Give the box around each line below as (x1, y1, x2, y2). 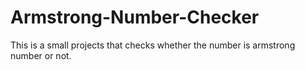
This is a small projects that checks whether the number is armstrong (10, 39, 296, 51)
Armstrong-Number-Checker (10, 6, 260, 29)
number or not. (10, 49, 72, 61)
